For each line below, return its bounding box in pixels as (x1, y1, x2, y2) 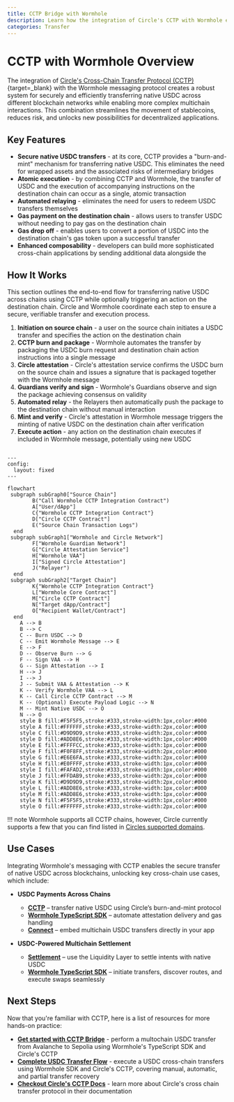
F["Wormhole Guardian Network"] (32, 539, 127, 547)
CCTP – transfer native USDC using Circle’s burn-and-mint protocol (27, 903, 221, 912)
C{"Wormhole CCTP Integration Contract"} (32, 509, 155, 516)
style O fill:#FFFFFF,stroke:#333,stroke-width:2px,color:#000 (19, 803, 208, 810)
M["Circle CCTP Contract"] (32, 595, 111, 602)
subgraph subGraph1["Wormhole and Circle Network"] (10, 534, 164, 541)
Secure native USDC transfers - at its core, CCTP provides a (17, 152, 193, 161)
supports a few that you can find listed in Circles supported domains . (7, 822, 205, 831)
